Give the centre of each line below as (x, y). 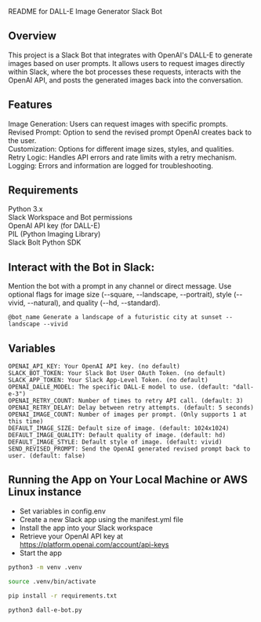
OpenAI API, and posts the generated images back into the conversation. (126, 80)
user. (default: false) (47, 456)
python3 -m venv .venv (45, 567)
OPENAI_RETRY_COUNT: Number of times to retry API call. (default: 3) (126, 401)
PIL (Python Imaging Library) (54, 234)
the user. (22, 140)
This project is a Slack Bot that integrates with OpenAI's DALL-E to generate (130, 55)
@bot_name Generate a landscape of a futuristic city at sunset (115, 318)
